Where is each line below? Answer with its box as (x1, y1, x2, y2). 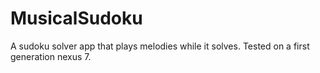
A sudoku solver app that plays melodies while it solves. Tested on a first (10, 40, 310, 52)
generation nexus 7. (10, 50, 92, 62)
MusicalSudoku (10, 7, 143, 30)
